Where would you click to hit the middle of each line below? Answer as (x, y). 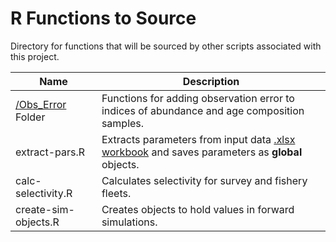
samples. (123, 123)
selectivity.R (44, 193)
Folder (30, 117)
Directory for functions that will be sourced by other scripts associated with (166, 46)
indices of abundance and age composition (203, 110)
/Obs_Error (41, 104)
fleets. (116, 193)
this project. (35, 56)
